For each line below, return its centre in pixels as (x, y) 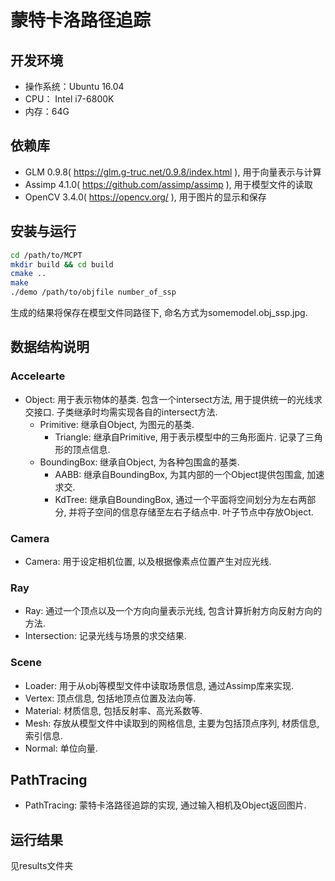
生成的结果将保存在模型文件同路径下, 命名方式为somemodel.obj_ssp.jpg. (159, 312)
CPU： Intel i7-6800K (69, 99)
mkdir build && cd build (62, 264)
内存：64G (47, 111)
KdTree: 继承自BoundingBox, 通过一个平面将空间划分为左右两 (181, 499)
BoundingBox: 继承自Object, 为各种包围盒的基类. (139, 462)
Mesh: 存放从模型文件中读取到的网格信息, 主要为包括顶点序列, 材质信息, (172, 723)
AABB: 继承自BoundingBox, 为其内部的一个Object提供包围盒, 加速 (189, 474)
